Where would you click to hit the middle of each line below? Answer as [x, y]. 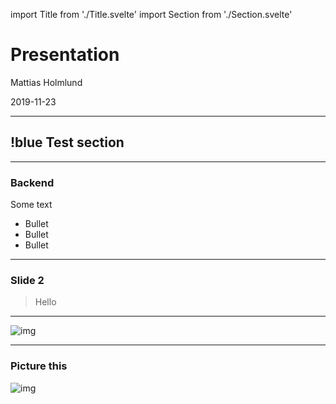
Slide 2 [27, 280]
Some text [31, 205]
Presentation [65, 55]
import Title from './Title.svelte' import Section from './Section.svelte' [151, 14]
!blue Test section [67, 142]
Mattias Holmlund [46, 82]
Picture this [39, 366]
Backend [32, 182]
